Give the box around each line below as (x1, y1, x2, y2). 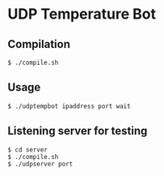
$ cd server (7, 145, 48, 154)
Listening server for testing (7, 124, 148, 138)
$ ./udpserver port (7, 160, 74, 168)
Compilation (7, 37, 70, 51)
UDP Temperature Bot (7, 5, 157, 24)
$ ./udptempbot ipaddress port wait (7, 102, 131, 110)
